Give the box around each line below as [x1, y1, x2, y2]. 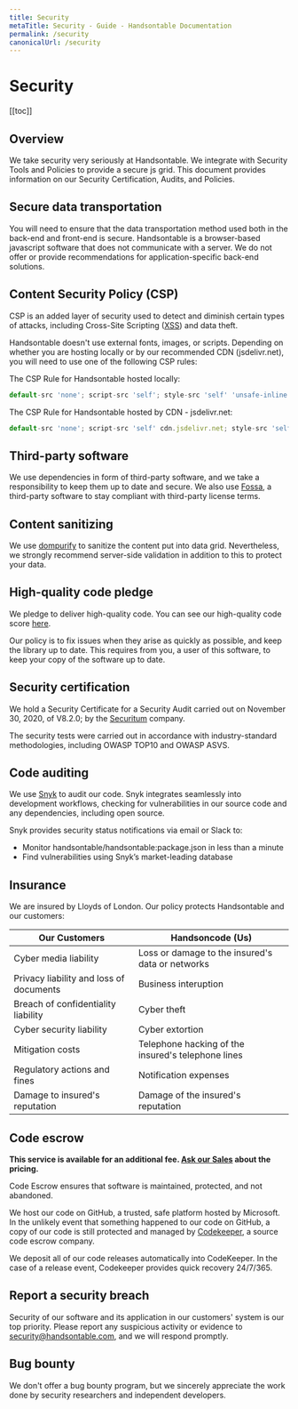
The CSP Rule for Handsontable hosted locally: [9, 373, 181, 383]
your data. [9, 560, 47, 569]
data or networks [137, 958, 210, 970]
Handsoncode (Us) [170, 931, 253, 944]
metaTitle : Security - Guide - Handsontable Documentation [9, 21, 232, 30]
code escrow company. [9, 1236, 95, 1246]
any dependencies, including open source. [9, 808, 166, 818]
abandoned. [9, 1190, 53, 1201]
